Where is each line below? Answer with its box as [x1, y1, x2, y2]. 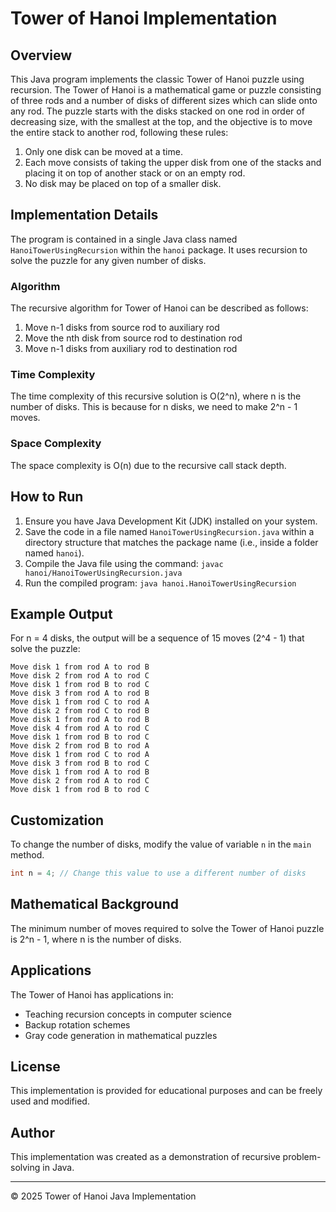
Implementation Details [10, 207, 159, 224]
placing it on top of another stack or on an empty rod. [24, 167, 246, 179]
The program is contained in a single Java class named [10, 233, 238, 245]
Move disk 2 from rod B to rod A [10, 741, 150, 751]
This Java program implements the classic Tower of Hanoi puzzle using [10, 73, 305, 85]
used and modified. [10, 1095, 90, 1107]
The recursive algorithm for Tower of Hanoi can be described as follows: [10, 302, 309, 314]
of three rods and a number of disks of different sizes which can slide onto [10, 95, 318, 106]
